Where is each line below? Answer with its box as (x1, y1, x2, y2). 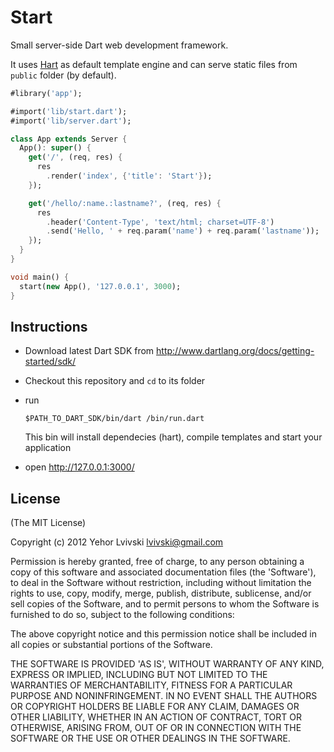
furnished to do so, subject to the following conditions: (10, 609, 235, 621)
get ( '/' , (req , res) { (28, 152, 123, 163)
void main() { (10, 272, 70, 282)
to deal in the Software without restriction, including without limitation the (10, 577, 312, 589)
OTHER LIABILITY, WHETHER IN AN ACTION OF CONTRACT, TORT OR (10, 711, 302, 723)
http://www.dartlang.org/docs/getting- (156, 345, 315, 357)
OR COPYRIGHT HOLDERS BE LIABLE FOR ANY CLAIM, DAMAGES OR (10, 701, 300, 713)
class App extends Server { (10, 134, 128, 144)
